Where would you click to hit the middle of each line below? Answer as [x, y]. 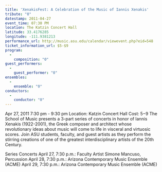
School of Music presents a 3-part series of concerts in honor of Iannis [76, 119]
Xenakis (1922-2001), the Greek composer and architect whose [69, 124]
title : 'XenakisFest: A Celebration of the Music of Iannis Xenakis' [77, 9]
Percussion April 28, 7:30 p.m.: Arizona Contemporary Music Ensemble [76, 159]
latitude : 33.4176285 [27, 32]
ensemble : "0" [28, 86]
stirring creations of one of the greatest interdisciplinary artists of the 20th [80, 139]
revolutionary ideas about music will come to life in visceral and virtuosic [78, 129]
